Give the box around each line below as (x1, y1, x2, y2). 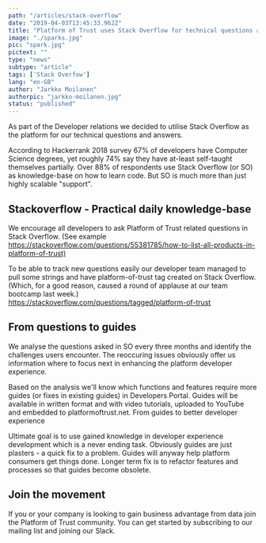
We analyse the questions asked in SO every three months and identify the (8, 342, 252, 351)
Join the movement (8, 488, 106, 502)
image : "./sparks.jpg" (8, 33, 83, 42)
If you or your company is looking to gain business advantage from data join (8, 509, 256, 518)
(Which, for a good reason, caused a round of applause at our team (8, 281, 228, 290)
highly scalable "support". (8, 179, 93, 189)
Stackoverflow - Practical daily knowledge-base (8, 202, 252, 216)
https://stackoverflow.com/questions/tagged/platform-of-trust (8, 297, 211, 307)
